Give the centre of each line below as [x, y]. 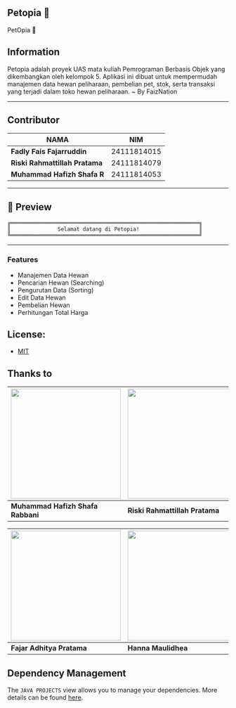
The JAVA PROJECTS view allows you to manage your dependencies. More [112, 690]
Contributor [33, 120]
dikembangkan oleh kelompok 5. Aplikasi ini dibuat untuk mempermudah [112, 76]
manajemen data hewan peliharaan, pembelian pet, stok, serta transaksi [111, 84]
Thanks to [30, 373]
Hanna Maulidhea [158, 648]
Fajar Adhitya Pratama [49, 648]
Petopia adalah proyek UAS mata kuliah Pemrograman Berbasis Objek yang [116, 69]
